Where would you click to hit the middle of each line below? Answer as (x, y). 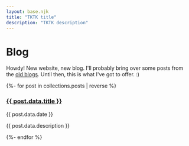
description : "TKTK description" (47, 22)
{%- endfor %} (24, 137)
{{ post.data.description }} (38, 125)
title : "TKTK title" (32, 17)
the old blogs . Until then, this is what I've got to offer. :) (73, 74)
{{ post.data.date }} (30, 114)
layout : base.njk (27, 12)
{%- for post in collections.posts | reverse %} (61, 86)
